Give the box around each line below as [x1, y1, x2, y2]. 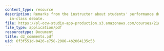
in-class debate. [9, 16, 45, 21]
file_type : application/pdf [5, 25, 62, 30]
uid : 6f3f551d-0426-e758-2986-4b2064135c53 [5, 39, 95, 44]
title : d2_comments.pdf [5, 34, 54, 39]
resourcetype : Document [5, 30, 54, 34]
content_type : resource [5, 7, 54, 12]
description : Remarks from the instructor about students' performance [5, 12, 154, 17]
